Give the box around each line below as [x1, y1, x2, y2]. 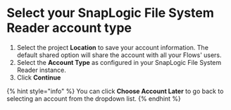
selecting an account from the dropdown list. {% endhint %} [6, 94, 181, 103]
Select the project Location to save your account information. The [16, 43, 209, 51]
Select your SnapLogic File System [6, 5, 214, 21]
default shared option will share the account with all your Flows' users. [16, 51, 223, 59]
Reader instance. [16, 66, 66, 74]
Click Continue [16, 73, 61, 82]
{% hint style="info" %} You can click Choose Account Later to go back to [6, 87, 224, 95]
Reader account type [6, 20, 132, 36]
